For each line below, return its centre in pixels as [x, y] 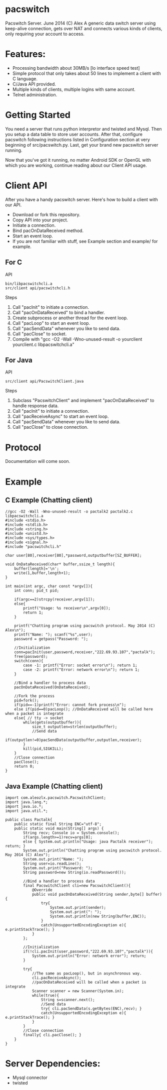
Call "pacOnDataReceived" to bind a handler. [58, 312]
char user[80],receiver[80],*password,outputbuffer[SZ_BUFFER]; [73, 556]
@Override [42, 890]
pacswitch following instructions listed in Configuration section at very [77, 140]
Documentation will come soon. [38, 461]
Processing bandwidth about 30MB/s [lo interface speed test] [76, 68]
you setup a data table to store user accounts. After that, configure [74, 134]
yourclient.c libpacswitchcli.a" [43, 344]
